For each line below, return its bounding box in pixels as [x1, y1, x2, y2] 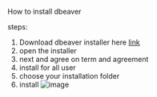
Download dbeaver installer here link [18, 37, 141, 47]
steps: [7, 22, 28, 31]
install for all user [18, 63, 77, 72]
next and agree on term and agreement [18, 55, 149, 64]
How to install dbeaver [7, 7, 82, 16]
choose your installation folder [18, 72, 120, 80]
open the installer [18, 46, 77, 55]
